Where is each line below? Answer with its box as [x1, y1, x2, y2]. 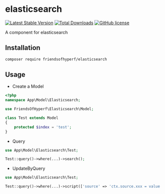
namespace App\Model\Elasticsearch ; [5, 98, 81, 103]
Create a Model [12, 83, 44, 89]
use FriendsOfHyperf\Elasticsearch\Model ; [5, 107, 94, 112]
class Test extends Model [5, 116, 58, 120]
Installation [5, 43, 41, 52]
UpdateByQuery [12, 165, 45, 171]
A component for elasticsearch [5, 29, 68, 35]
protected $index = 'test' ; [14, 124, 72, 129]
